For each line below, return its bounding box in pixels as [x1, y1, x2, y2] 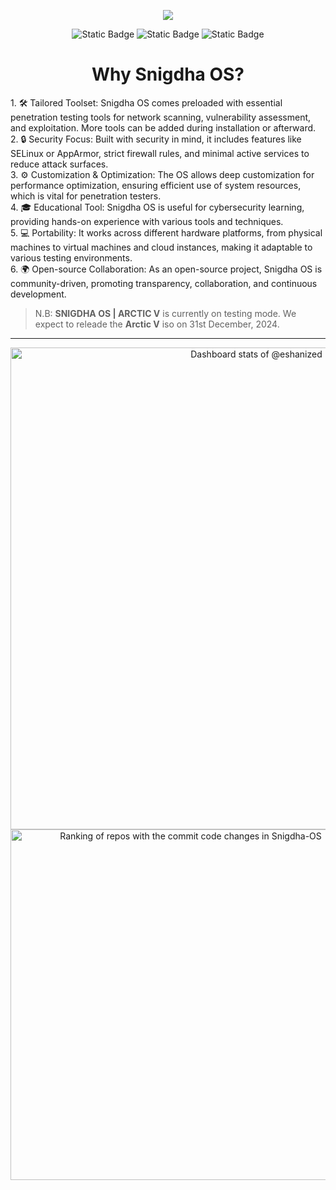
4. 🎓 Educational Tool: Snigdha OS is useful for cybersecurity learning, [10, 201, 305, 213]
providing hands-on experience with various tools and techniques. [10, 215, 284, 227]
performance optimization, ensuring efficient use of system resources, [10, 179, 302, 191]
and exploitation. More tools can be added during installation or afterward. [10, 121, 317, 134]
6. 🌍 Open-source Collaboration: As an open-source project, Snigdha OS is [10, 263, 323, 275]
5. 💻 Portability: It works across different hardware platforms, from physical [10, 226, 323, 239]
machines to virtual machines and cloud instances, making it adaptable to [10, 241, 313, 253]
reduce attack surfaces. [10, 158, 109, 170]
